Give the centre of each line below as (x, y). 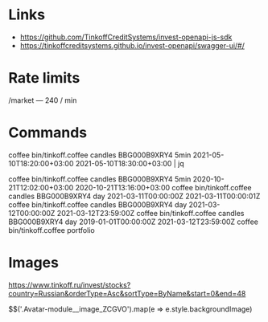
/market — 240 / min (43, 100)
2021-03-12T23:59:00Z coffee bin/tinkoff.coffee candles (150, 213)
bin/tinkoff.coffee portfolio (52, 230)
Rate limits (44, 78)
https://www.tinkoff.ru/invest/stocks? (70, 285)
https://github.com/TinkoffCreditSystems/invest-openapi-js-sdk (126, 37)
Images (33, 263)
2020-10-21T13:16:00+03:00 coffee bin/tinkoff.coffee (163, 187)
